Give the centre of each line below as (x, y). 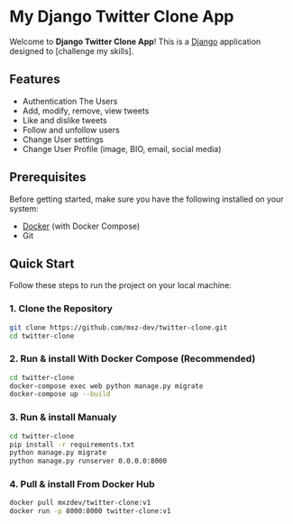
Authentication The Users (70, 101)
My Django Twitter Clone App (122, 17)
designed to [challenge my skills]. (72, 50)
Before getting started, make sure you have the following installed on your (146, 199)
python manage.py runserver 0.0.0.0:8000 (88, 461)
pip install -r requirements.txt (72, 444)
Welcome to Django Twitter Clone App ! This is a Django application (135, 41)
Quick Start (42, 263)
